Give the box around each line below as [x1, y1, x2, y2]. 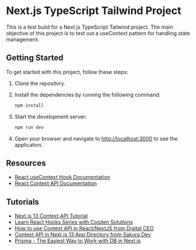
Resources [6, 158, 46, 168]
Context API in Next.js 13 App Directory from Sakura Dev [14, 231, 151, 238]
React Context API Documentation [14, 180, 97, 187]
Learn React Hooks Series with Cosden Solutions [14, 218, 133, 226]
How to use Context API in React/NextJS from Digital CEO [14, 225, 154, 232]
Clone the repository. [14, 80, 66, 87]
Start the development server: [14, 113, 87, 120]
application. [14, 141, 43, 148]
